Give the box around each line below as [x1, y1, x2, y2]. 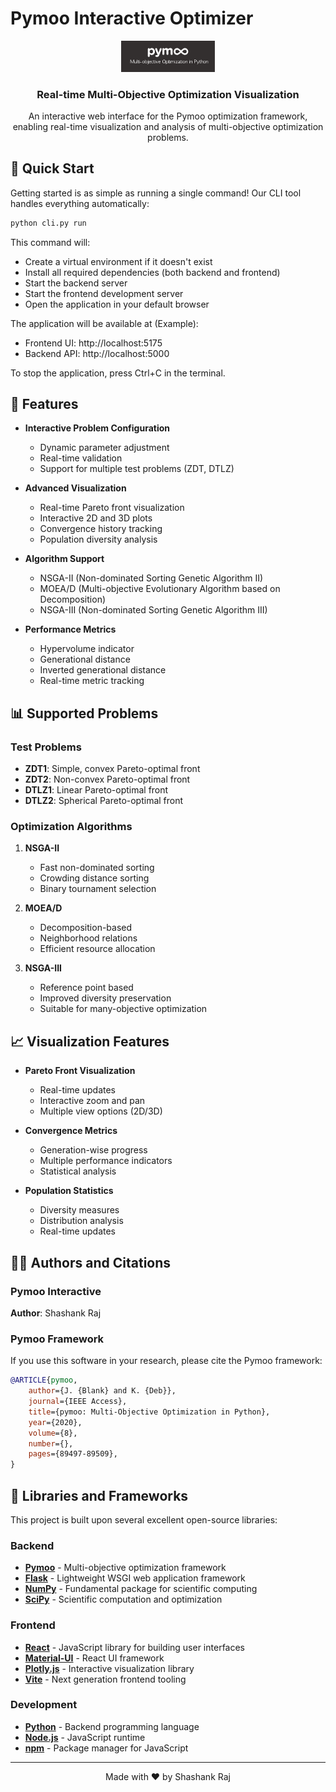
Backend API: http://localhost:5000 [24, 347, 170, 359]
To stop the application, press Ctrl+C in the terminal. [10, 367, 226, 379]
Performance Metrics [24, 623, 117, 636]
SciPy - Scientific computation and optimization [24, 1593, 223, 1606]
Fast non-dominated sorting [39, 862, 155, 874]
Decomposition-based [39, 922, 133, 934]
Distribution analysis [39, 1215, 124, 1227]
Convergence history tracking [39, 523, 163, 535]
